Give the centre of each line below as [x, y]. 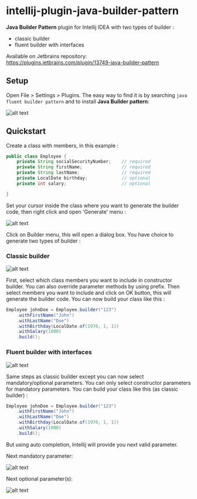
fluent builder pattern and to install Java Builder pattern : [78, 101]
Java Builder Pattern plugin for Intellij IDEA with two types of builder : [90, 27]
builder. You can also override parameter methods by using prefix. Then [93, 286]
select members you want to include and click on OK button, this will [89, 292]
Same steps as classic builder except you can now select [75, 376]
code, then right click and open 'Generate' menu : [66, 212]
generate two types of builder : [43, 241]
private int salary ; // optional [84, 184]
